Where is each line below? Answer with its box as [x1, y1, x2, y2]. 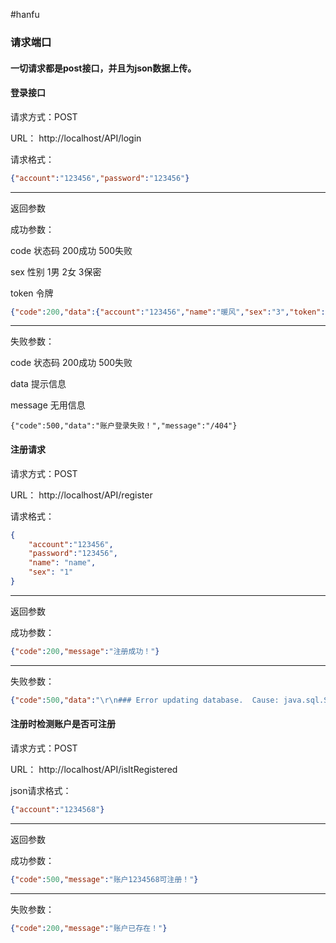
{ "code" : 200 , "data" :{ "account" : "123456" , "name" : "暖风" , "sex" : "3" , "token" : [10, 307, 326, 317]
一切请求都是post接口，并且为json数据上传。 [10, 62, 197, 74]
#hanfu [10, 9, 40, 20]
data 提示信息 [10, 378, 67, 390]
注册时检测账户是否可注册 [10, 718, 116, 730]
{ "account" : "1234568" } [10, 804, 105, 814]
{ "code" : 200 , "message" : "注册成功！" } [10, 646, 160, 656]
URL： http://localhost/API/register [10, 489, 153, 501]
